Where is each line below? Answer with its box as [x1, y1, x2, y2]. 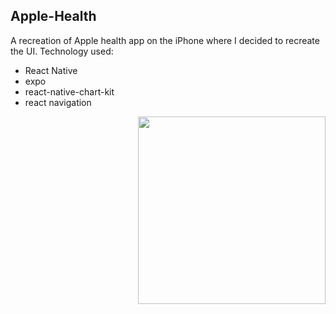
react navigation [24, 96, 92, 108]
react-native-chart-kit [24, 85, 115, 98]
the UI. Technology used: [10, 45, 114, 57]
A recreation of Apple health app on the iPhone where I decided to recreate [10, 34, 320, 46]
